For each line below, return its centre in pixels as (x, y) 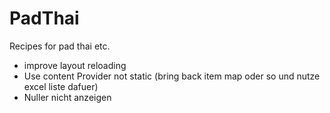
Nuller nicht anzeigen (67, 97)
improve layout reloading (75, 65)
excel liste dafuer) (61, 86)
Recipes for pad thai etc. (60, 46)
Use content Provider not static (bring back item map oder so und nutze (172, 76)
